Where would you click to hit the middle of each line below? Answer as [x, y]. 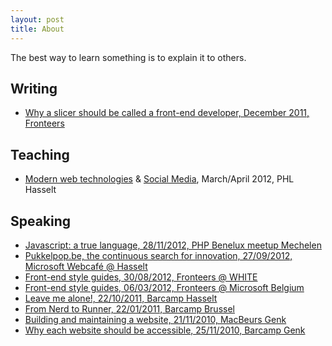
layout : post [37, 19]
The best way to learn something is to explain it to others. [128, 57]
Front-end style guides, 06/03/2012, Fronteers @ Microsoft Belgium [164, 287]
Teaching [40, 154]
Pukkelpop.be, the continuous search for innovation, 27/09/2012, [158, 255]
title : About [37, 29]
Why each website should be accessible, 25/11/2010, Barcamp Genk [165, 330]
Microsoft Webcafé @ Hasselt [86, 266]
